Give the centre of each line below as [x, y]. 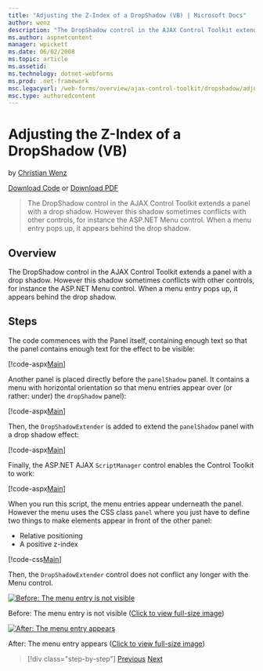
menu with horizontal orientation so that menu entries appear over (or [121, 387]
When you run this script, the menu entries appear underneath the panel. [126, 504]
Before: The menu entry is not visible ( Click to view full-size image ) [116, 613]
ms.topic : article [38, 60]
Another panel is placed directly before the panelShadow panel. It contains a [129, 379]
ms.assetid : [27, 67]
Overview [32, 253]
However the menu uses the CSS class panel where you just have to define [129, 512]
